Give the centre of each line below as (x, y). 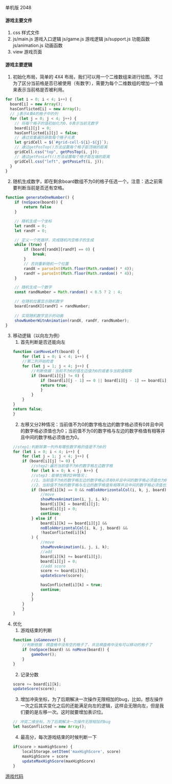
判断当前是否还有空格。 (42, 188)
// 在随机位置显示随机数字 (39, 302)
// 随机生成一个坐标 (33, 221)
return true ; (54, 385)
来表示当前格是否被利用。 (40, 90)
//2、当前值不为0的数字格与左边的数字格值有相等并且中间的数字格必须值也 (99, 485)
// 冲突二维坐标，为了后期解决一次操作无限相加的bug (62, 722)
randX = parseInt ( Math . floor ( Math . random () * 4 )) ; (79, 268)
